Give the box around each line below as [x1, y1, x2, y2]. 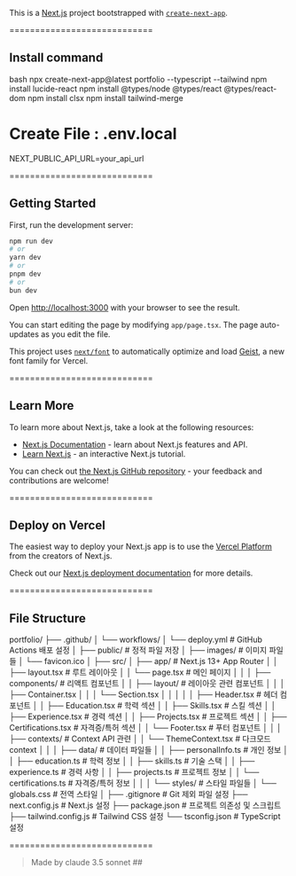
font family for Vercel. [9, 355, 89, 366]
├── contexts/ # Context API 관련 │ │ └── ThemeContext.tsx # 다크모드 [9, 733, 272, 744]
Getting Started [9, 196, 97, 211]
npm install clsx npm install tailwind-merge [27, 92, 183, 103]
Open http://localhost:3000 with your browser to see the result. [9, 301, 241, 313]
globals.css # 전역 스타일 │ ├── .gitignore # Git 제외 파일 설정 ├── [9, 789, 248, 800]
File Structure [9, 611, 86, 626]
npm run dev [9, 237, 53, 246]
